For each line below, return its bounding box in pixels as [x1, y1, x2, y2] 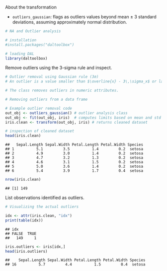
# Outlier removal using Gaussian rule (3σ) [5, 74, 99, 79]
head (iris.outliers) [5, 249, 48, 254]
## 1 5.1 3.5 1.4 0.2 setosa [5, 146, 143, 152]
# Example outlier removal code [5, 106, 72, 111]
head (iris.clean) [5, 134, 41, 138]
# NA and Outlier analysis [5, 29, 61, 34]
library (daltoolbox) [5, 56, 48, 61]
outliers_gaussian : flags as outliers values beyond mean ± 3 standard [12, 14, 157, 19]
